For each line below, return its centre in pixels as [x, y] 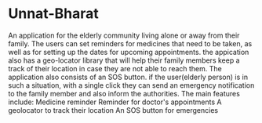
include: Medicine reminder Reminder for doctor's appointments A [115, 102]
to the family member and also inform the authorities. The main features [124, 93]
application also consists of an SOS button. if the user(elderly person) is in [128, 77]
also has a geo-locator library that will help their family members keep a [124, 60]
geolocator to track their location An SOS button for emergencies [113, 110]
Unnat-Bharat [54, 14]
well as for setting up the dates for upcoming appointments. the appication [129, 52]
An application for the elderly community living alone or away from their [124, 35]
